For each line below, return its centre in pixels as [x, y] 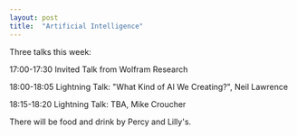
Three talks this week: [51, 51]
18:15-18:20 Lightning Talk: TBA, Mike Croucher [98, 104]
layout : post [34, 18]
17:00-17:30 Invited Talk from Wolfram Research [99, 69]
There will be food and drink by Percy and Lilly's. [101, 122]
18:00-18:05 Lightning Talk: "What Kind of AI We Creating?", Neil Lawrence [148, 86]
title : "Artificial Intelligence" [77, 26]
